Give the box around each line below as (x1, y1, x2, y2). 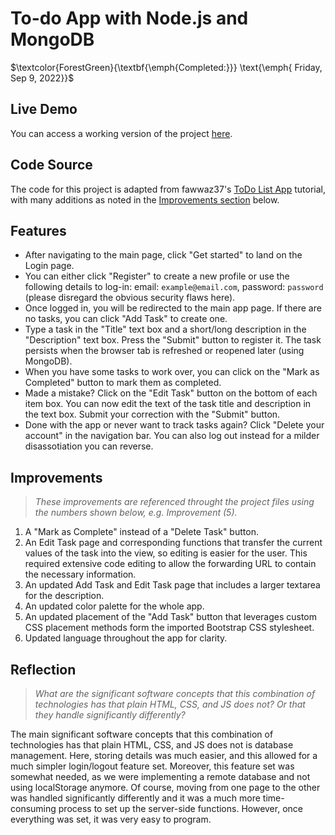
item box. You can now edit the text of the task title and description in (24, 398, 312, 410)
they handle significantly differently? (34, 709, 186, 721)
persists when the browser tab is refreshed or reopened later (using (24, 345, 305, 357)
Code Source (10, 157, 93, 174)
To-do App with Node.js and (10, 7, 249, 30)
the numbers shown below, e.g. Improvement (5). (34, 507, 238, 519)
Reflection (10, 661, 77, 678)
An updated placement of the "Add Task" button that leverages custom (24, 611, 318, 623)
